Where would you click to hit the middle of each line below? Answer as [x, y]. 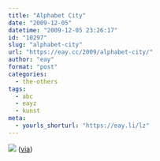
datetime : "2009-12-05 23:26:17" [63, 30]
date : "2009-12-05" [40, 23]
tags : [17, 89]
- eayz [26, 103]
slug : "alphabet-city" [45, 45]
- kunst [28, 111]
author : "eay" [32, 60]
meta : [17, 118]
